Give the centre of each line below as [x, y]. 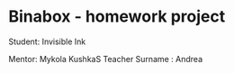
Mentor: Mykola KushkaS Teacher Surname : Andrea [106, 59]
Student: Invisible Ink [47, 41]
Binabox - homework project [117, 17]
